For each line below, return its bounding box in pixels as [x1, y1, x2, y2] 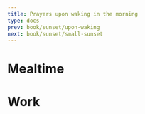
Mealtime [7, 61, 65, 77]
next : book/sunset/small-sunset [7, 30, 103, 38]
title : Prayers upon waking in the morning [7, 10, 139, 18]
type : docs [7, 17, 40, 24]
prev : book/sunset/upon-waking [7, 24, 100, 31]
